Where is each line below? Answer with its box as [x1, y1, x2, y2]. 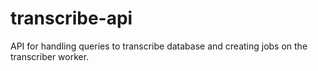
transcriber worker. [10, 50, 90, 62]
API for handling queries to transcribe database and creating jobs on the [10, 40, 308, 52]
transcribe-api [10, 7, 133, 30]
